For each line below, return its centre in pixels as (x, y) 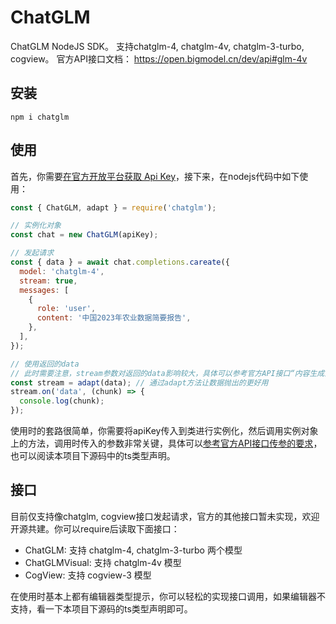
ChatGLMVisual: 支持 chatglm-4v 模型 (103, 562)
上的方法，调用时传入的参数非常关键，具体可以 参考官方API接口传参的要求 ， (166, 443)
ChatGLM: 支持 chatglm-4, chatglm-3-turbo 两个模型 (133, 550)
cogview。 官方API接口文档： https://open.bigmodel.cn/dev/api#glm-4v (159, 58)
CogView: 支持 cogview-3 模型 (88, 575)
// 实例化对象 (36, 226)
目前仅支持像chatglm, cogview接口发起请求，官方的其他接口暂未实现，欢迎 (165, 516)
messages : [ (44, 290)
